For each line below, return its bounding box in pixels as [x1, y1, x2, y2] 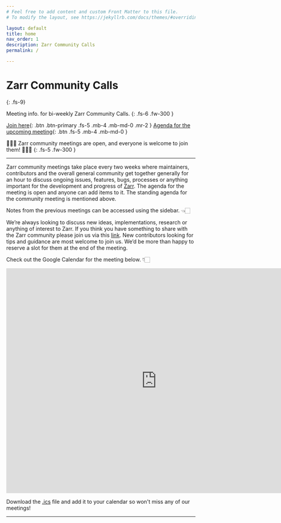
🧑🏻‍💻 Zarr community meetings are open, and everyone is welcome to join [6, 139, 189, 147]
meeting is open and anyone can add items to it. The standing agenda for [6, 188, 187, 196]
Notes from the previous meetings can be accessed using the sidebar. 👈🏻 [6, 206, 191, 214]
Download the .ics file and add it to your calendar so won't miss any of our [6, 498, 190, 505]
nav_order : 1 [6, 37, 39, 43]
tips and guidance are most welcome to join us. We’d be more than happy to [6, 238, 194, 245]
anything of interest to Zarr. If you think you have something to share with [6, 225, 188, 232]
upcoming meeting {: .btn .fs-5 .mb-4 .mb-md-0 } [6, 128, 128, 135]
